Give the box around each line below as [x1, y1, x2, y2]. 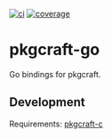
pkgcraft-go [9, 40, 100, 60]
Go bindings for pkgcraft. [9, 69, 101, 79]
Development [9, 94, 86, 110]
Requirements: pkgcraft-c [9, 118, 104, 129]
